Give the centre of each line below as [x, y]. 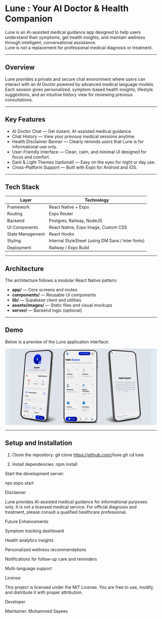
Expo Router [61, 214]
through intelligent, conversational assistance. [51, 42]
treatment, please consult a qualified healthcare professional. [66, 512]
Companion [29, 19]
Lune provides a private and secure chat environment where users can [75, 79]
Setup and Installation [39, 443]
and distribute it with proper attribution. [44, 592]
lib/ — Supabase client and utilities [47, 300]
